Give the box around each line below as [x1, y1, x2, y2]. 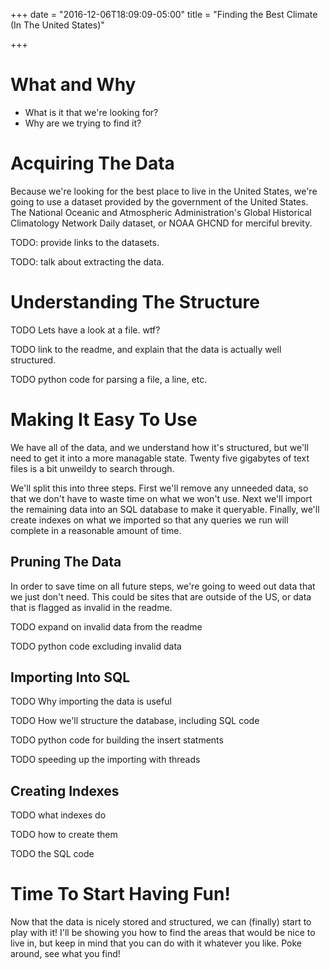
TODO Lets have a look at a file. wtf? [10, 324, 161, 336]
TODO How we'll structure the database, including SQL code [10, 715, 260, 727]
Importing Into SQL [10, 669, 131, 686]
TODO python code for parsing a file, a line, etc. [10, 373, 208, 385]
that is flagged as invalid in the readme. [10, 601, 173, 613]
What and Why [10, 74, 137, 96]
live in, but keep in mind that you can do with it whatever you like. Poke [10, 937, 302, 949]
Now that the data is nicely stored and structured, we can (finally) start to [10, 916, 312, 928]
